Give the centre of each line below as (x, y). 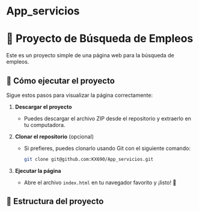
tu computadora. (44, 125)
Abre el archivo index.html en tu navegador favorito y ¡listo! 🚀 (100, 182)
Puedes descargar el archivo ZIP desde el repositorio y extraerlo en (107, 118)
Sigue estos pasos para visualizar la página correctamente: (80, 95)
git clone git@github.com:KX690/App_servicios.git (89, 159)
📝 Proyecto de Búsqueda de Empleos (100, 39)
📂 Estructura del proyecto (55, 201)
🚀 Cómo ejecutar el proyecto (61, 80)
